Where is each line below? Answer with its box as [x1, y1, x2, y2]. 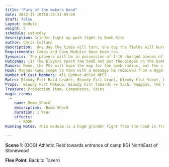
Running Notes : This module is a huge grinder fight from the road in [5, 124, 156, 129]
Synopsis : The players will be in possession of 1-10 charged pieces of [5, 54, 163, 59]
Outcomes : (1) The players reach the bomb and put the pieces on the [5, 59, 154, 64]
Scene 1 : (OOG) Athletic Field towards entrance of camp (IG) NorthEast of [5, 142, 158, 148]
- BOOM [18, 119, 33, 124]
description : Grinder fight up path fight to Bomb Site [5, 36, 125, 41]
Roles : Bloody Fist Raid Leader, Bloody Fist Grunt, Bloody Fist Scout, [5, 77, 161, 82]
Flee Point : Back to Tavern [5, 157, 60, 163]
